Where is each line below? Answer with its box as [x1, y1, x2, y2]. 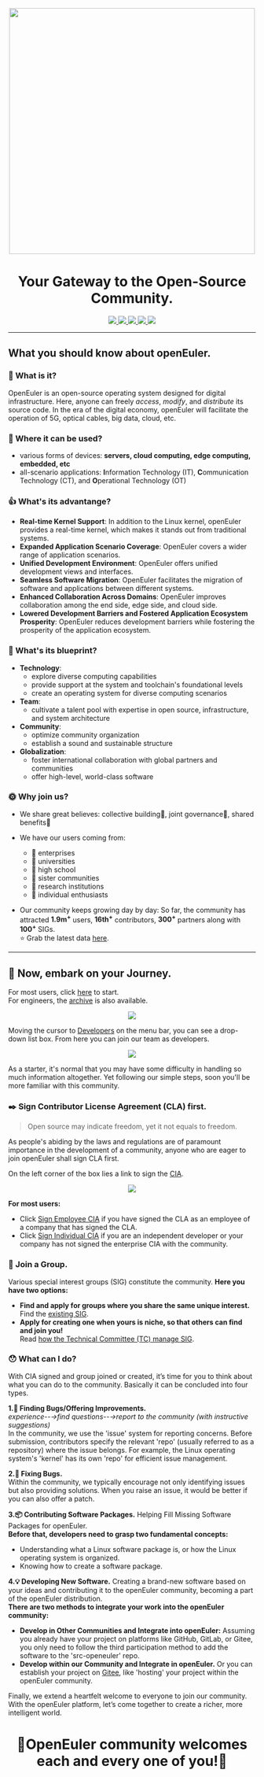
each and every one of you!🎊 [36, 1753, 228, 1770]
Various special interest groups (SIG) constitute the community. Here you [8, 1276, 245, 1286]
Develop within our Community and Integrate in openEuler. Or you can [19, 1659, 253, 1668]
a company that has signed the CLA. [19, 1223, 137, 1232]
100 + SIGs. [19, 923, 56, 934]
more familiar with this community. [8, 1081, 120, 1090]
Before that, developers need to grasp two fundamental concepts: [8, 1529, 229, 1539]
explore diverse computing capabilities [31, 671, 157, 681]
